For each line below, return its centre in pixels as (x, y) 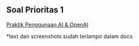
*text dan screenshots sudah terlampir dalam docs (69, 36)
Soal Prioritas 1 (35, 10)
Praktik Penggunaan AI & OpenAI (47, 24)
